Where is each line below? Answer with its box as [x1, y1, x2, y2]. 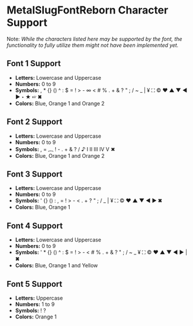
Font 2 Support [6, 117, 63, 127]
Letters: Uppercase [15, 294, 63, 301]
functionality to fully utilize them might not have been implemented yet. [6, 42, 179, 49]
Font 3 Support [6, 169, 63, 179]
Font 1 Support [6, 59, 61, 69]
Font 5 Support [6, 279, 63, 289]
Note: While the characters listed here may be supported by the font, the [6, 35, 182, 42]
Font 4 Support [6, 220, 63, 230]
